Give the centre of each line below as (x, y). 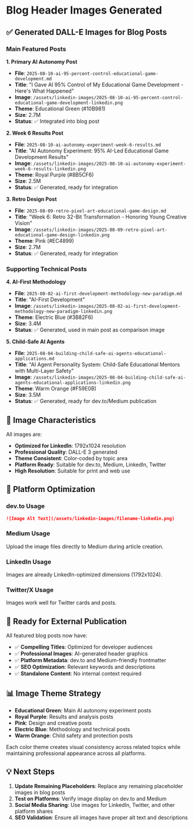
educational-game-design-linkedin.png (62, 235)
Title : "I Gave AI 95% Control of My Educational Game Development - (99, 84)
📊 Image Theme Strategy (54, 693)
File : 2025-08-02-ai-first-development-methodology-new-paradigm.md (98, 294)
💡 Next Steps (30, 772)
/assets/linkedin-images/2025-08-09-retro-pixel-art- (100, 230)
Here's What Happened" (44, 91)
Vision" (23, 223)
